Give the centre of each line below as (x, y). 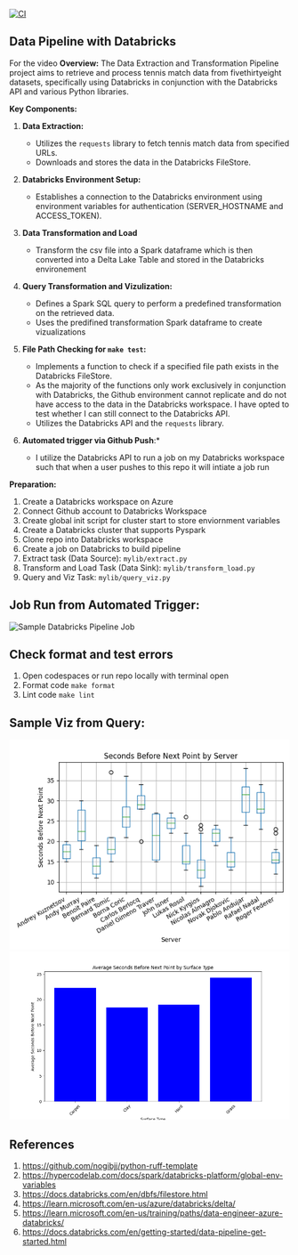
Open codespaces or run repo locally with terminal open (125, 676)
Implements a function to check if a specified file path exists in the (157, 366)
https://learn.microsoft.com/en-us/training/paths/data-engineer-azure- (152, 1213)
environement (61, 269)
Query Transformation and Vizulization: (97, 286)
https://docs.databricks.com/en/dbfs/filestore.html (115, 1194)
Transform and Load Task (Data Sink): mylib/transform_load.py (138, 567)
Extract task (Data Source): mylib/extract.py (105, 558)
